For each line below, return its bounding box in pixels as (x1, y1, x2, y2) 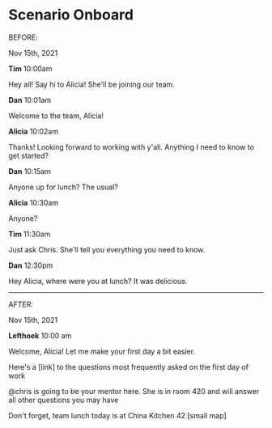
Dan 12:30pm (8, 261, 53, 270)
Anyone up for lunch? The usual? (8, 182, 119, 192)
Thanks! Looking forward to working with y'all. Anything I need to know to (8, 142, 255, 151)
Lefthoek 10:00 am (8, 330, 72, 341)
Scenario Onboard (8, 6, 134, 24)
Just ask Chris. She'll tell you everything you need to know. (8, 244, 206, 254)
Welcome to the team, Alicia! (8, 111, 104, 121)
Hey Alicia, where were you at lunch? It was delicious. (8, 276, 188, 286)
